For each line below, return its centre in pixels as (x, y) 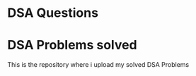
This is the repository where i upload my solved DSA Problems (98, 65)
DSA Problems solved (72, 45)
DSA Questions (53, 13)
